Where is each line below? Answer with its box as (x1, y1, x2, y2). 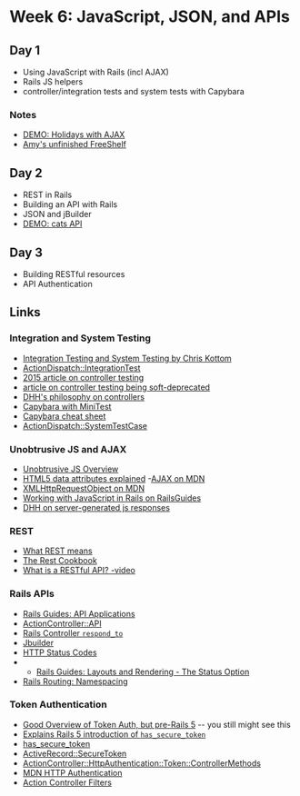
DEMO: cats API (22, 218, 83, 229)
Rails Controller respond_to (22, 627, 124, 638)
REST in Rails (22, 189, 73, 201)
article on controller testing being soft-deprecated (22, 382, 211, 393)
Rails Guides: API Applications (22, 608, 135, 619)
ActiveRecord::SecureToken (22, 748, 127, 759)
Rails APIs (9, 588, 55, 601)
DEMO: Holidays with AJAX (22, 129, 125, 140)
